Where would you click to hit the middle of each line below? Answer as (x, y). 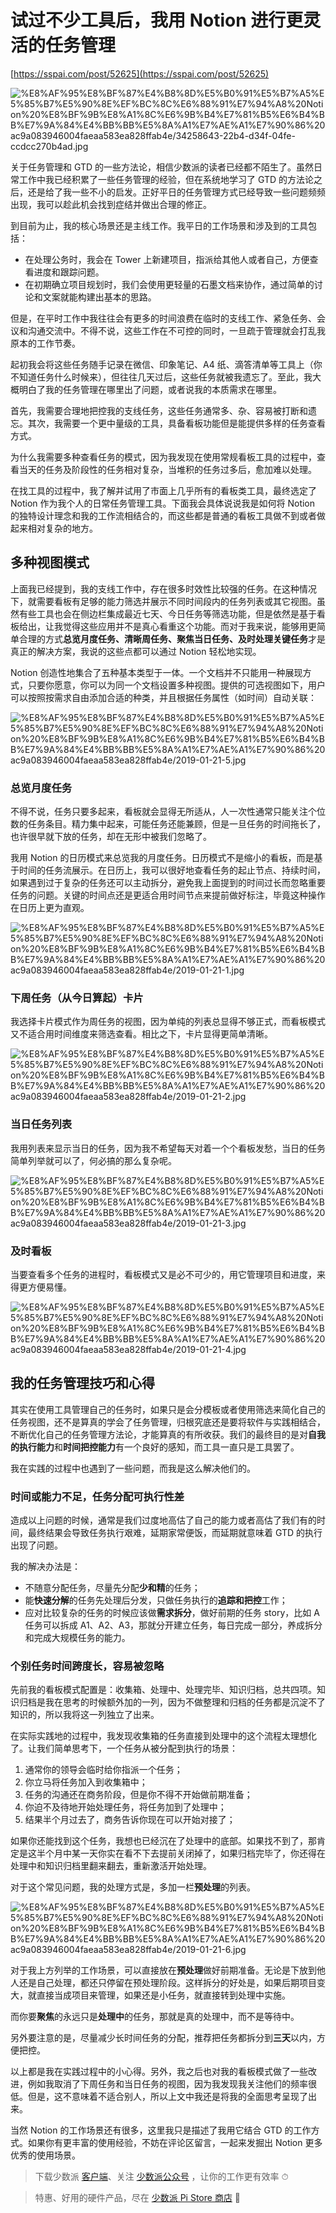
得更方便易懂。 (41, 1287)
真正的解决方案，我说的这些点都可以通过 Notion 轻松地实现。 (136, 651)
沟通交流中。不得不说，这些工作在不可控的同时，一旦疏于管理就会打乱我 (176, 330)
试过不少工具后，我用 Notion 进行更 (157, 20)
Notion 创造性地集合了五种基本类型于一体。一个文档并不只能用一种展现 (156, 672)
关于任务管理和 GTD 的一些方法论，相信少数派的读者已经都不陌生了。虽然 (162, 167)
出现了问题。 (36, 1545)
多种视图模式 (50, 562)
